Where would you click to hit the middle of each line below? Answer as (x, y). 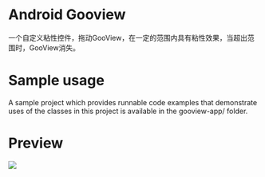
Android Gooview (67, 15)
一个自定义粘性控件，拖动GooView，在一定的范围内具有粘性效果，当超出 (128, 37)
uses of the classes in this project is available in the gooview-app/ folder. (128, 111)
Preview (36, 143)
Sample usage (57, 81)
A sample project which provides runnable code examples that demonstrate (133, 102)
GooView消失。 (54, 47)
